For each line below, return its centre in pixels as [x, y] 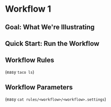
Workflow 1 [28, 9]
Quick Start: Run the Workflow [52, 43]
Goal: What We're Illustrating [50, 27]
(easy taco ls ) [20, 72]
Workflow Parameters [39, 87]
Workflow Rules [30, 60]
